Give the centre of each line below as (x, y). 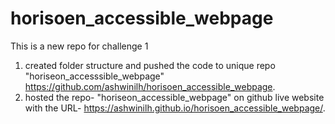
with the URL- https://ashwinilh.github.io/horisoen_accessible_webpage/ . (175, 108)
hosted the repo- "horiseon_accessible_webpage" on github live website (174, 97)
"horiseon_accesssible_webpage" (94, 76)
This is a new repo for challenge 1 (79, 46)
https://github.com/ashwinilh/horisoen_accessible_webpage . (150, 86)
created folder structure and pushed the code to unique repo (150, 65)
